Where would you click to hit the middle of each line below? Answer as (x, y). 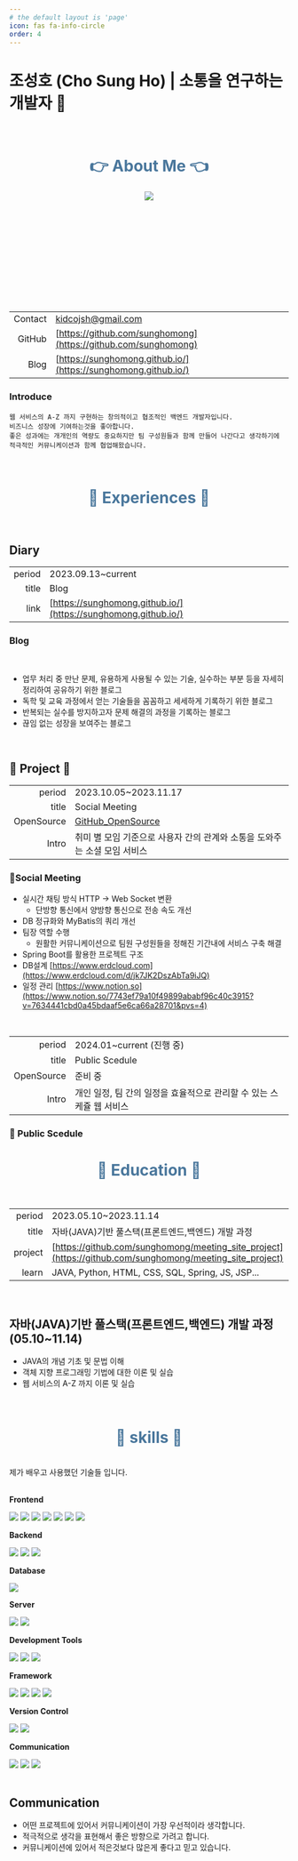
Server (22, 1605)
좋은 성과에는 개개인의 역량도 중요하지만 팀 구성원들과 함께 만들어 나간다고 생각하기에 (145, 436)
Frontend (27, 1500)
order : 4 (25, 34)
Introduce (31, 397)
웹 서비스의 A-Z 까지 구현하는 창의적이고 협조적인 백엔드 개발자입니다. (121, 417)
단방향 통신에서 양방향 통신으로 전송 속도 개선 (114, 910)
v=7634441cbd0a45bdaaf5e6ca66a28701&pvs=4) (114, 1005)
